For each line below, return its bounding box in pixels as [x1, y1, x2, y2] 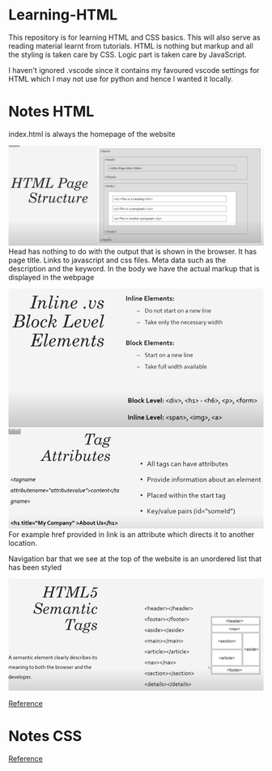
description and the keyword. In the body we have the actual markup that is [8, 264, 261, 274]
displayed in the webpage [8, 273, 95, 283]
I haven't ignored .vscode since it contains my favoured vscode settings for [8, 65, 260, 75]
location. [8, 539, 38, 548]
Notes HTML [8, 103, 95, 121]
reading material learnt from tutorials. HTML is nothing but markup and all [8, 40, 253, 50]
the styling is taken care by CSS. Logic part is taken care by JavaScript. [8, 49, 247, 59]
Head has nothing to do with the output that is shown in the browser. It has [8, 247, 257, 257]
